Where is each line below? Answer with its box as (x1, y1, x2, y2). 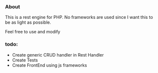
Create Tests (12, 57, 38, 63)
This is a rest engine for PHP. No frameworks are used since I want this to (5, 15, 153, 20)
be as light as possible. (5, 19, 51, 25)
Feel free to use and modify (5, 29, 60, 35)
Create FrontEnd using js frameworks (12, 62, 87, 68)
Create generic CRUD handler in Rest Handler (12, 52, 104, 58)
